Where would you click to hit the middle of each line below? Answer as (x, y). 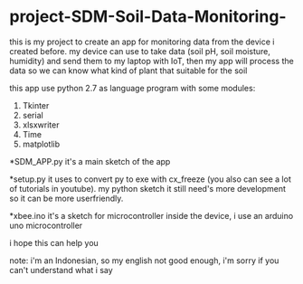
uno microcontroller (46, 225)
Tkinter (36, 105)
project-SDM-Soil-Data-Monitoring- (148, 17)
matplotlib (41, 144)
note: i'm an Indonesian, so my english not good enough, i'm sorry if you (144, 260)
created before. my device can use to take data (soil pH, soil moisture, (140, 51)
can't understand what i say (61, 270)
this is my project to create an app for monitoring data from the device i (142, 42)
